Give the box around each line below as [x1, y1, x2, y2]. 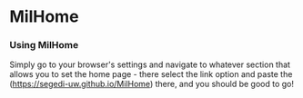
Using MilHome [9, 39, 79, 52]
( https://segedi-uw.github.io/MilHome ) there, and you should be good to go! [9, 79, 294, 90]
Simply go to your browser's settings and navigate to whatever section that [9, 59, 291, 70]
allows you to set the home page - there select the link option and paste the [9, 69, 293, 80]
